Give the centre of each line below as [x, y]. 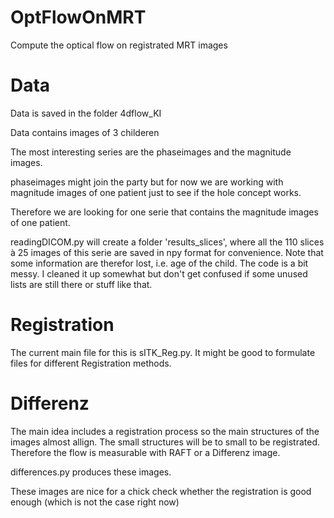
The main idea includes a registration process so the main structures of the [165, 431]
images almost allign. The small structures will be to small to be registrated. [165, 442]
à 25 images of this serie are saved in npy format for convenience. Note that [167, 252]
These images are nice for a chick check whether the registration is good [161, 491]
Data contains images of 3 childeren [85, 132]
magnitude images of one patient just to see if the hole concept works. [156, 192]
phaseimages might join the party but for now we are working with [147, 182]
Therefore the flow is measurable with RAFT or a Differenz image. [145, 452]
